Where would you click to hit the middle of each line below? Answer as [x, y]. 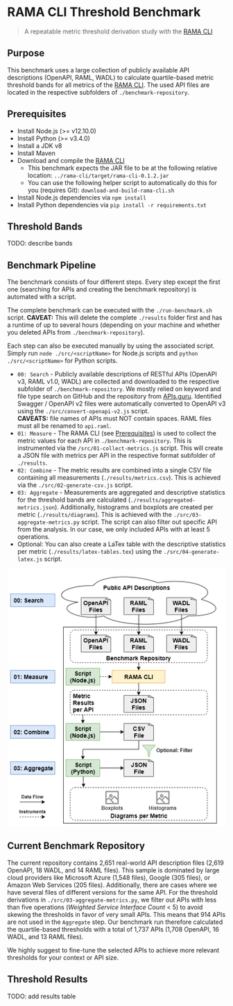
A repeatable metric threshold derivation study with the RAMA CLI [118, 31]
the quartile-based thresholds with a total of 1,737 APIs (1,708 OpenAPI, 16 [113, 929]
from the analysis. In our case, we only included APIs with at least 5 [113, 529]
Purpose [26, 53]
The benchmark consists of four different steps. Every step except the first [114, 282]
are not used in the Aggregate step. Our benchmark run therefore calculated [115, 922]
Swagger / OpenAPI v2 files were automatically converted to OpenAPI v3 [121, 404]
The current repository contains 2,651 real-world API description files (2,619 [115, 863]
